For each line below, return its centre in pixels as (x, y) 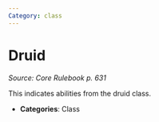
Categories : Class (50, 108)
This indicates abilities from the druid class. (80, 93)
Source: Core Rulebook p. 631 (57, 78)
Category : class (35, 16)
